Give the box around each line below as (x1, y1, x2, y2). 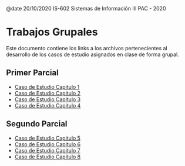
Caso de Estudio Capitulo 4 (14, 102, 81, 109)
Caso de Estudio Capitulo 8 (14, 153, 81, 160)
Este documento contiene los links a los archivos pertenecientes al (6, 44, 167, 51)
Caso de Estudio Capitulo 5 (14, 134, 81, 141)
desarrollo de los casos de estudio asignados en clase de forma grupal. (6, 51, 179, 58)
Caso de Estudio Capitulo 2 (14, 89, 81, 96)
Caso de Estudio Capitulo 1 (14, 83, 80, 90)
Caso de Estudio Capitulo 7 (14, 147, 80, 154)
